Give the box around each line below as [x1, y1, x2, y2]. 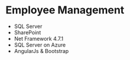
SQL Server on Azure [14, 41, 66, 48]
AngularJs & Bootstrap [14, 47, 69, 54]
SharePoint [14, 29, 41, 36]
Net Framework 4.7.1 [14, 35, 63, 42]
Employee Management [5, 3, 125, 17]
